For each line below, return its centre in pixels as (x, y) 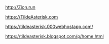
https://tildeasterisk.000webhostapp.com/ (49, 26)
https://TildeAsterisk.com (32, 17)
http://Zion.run (20, 7)
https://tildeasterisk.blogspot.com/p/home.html (55, 36)
